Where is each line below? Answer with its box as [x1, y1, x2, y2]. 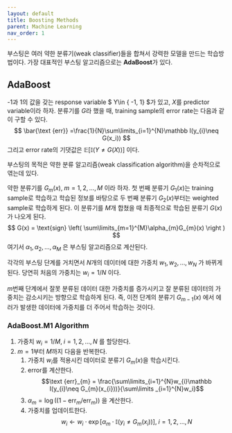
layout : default [7, 10, 54, 17]
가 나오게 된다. [7, 212, 46, 221]
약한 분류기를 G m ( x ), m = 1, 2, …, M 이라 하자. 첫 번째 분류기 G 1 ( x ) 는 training [7, 184, 214, 194]
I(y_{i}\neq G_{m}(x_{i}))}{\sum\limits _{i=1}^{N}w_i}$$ [49, 384, 204, 393]
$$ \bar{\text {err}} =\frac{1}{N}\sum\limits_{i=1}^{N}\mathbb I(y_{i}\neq [13, 126, 220, 135]
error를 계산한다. [27, 366, 74, 374]
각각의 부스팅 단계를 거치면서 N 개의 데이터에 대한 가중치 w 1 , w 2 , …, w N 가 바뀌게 [7, 258, 223, 269]
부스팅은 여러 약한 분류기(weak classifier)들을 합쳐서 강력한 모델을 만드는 [7, 49, 206, 58]
